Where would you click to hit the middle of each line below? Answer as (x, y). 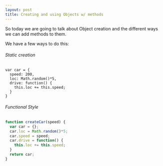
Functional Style (22, 107)
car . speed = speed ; (30, 136)
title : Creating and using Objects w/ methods (54, 14)
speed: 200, (22, 74)
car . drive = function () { (37, 141)
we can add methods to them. (36, 34)
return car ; (22, 155)
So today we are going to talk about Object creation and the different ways (82, 28)
